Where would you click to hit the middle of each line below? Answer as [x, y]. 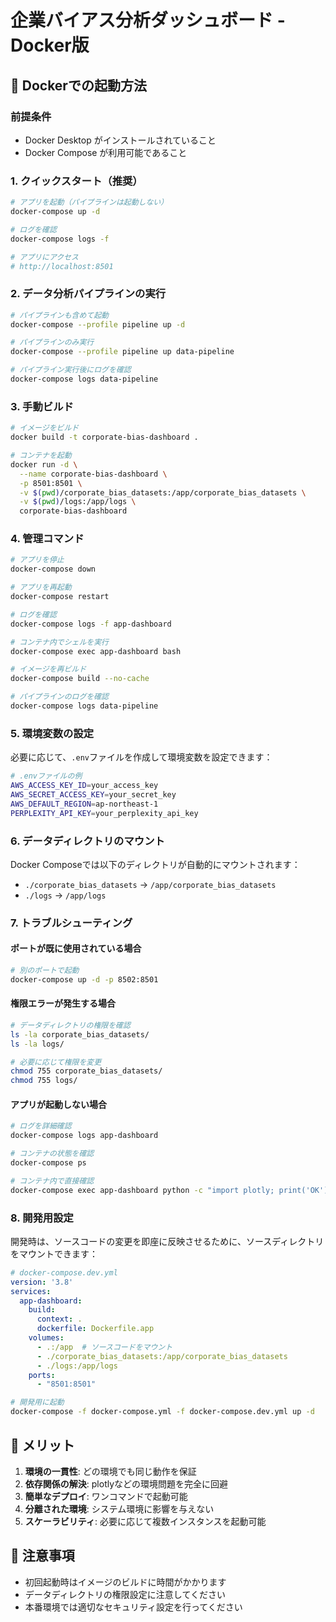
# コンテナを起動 [41, 456]
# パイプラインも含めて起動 [60, 315]
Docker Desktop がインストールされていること [120, 140]
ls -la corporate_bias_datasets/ [80, 1034]
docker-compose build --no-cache [80, 679]
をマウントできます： [54, 1253]
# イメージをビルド [45, 428]
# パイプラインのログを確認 [60, 697]
